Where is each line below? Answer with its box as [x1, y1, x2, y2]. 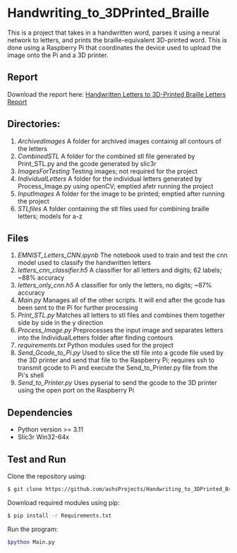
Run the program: [7, 525, 59, 533]
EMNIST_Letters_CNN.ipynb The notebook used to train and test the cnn [17, 251, 228, 259]
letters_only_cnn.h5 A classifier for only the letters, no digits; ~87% [17, 281, 212, 290]
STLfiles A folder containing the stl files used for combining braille [17, 204, 209, 213]
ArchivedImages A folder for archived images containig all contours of [17, 136, 222, 145]
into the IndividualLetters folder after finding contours [17, 333, 174, 342]
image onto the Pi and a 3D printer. [7, 51, 109, 59]
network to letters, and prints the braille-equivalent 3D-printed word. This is [7, 35, 227, 44]
